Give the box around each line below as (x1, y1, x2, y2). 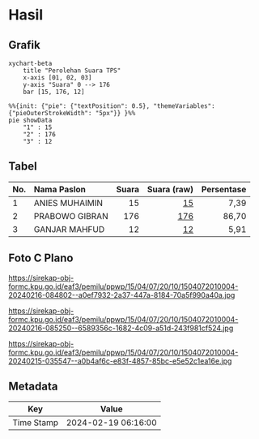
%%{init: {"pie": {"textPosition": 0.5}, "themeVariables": (8, 102, 216, 110)
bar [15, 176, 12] (23, 88, 85, 96)
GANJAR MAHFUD (33, 223, 105, 235)
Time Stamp (12, 417, 59, 428)
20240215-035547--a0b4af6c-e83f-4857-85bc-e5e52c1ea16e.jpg (8, 355, 232, 366)
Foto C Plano (8, 252, 74, 265)
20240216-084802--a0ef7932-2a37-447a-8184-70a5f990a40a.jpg (8, 290, 236, 299)
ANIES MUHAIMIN (33, 197, 104, 209)
